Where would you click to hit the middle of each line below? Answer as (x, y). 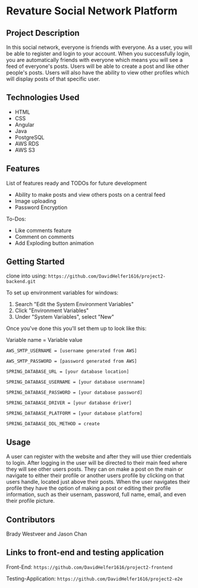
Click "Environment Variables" (52, 310)
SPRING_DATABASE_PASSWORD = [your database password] (75, 393)
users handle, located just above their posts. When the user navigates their (98, 482)
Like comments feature (43, 230)
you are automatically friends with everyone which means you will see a (95, 60)
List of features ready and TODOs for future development (77, 183)
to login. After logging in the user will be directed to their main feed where (97, 463)
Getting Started (35, 262)
